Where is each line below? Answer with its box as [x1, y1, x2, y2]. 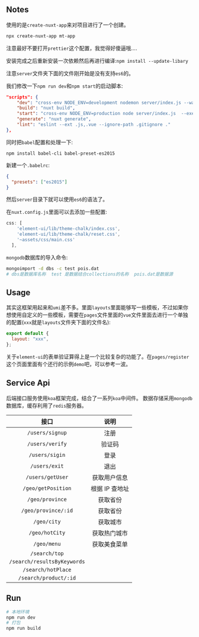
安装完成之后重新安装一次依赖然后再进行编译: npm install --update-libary [6, 57, 188, 64]
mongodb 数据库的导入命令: [6, 254, 68, 261]
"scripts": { [6, 94, 38, 100]
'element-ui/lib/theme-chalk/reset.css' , [17, 231, 120, 238]
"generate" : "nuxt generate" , [17, 116, 92, 122]
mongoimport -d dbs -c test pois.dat [6, 265, 99, 271]
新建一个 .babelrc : [6, 161, 50, 168]
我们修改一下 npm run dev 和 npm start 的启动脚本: [6, 82, 123, 89]
